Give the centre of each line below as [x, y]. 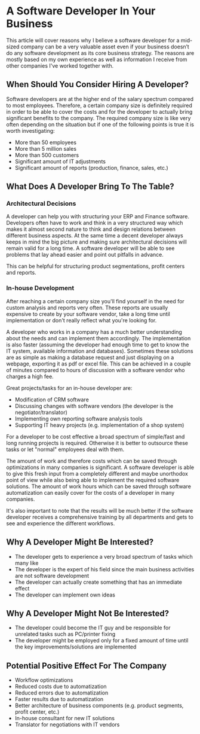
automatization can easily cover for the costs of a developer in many [90, 492]
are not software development [52, 575]
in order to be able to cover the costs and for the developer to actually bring [99, 111]
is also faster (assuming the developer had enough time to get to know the [98, 345]
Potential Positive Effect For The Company [87, 666]
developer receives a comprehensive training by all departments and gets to [100, 517]
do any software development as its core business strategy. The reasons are [100, 53]
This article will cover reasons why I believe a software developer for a [93, 40]
